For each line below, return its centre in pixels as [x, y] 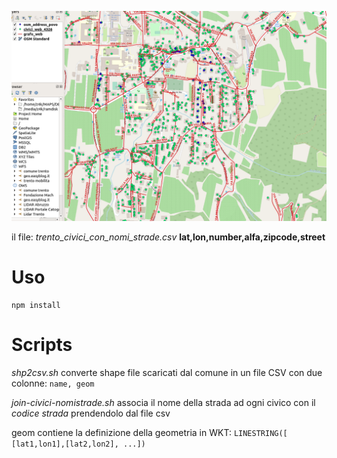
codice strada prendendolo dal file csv [91, 413]
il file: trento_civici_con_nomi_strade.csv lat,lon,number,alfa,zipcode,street [168, 237]
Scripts [42, 344]
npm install [36, 305]
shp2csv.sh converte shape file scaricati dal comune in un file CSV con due [167, 372]
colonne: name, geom [53, 383]
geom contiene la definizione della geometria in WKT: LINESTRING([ [149, 432]
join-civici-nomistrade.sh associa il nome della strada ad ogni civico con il [163, 402]
